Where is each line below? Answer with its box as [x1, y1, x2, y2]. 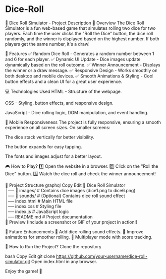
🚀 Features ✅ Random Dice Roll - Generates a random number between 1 [5, 51, 155, 57]
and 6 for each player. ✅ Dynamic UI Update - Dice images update [5, 56, 141, 62]
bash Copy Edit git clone [5, 253, 55, 259]
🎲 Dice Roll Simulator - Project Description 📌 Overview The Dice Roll [5, 20, 144, 26]
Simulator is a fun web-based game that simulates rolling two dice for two [5, 25, 156, 31]
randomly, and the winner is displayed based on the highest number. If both [5, 36, 160, 42]
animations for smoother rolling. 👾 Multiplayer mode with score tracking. [5, 234, 153, 240]
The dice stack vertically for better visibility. [5, 134, 95, 140]
